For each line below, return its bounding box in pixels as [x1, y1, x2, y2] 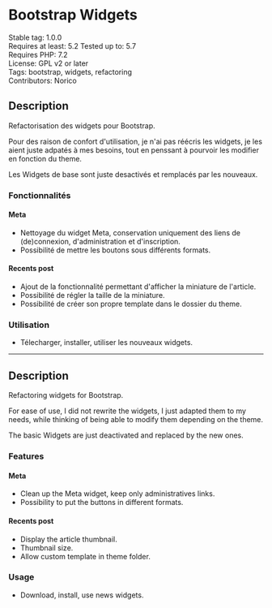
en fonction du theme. [8, 153, 83, 163]
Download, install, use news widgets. [19, 590, 144, 600]
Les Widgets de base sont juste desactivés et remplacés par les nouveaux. [8, 169, 258, 179]
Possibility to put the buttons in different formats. [19, 498, 184, 507]
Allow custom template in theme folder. [19, 551, 151, 561]
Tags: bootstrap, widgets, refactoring [8, 67, 132, 76]
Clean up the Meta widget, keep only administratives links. [19, 489, 215, 498]
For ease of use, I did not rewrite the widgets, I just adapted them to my [8, 406, 247, 416]
